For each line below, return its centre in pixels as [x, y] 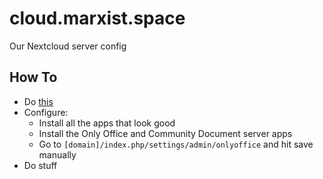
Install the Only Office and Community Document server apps [165, 133]
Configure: [46, 112]
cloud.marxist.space [97, 18]
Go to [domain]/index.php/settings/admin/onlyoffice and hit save [176, 144]
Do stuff [40, 165]
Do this [38, 101]
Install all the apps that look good [107, 123]
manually [57, 154]
